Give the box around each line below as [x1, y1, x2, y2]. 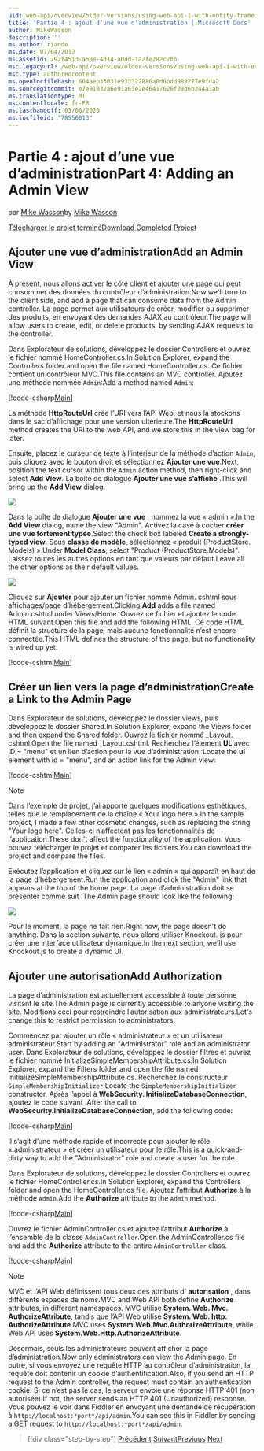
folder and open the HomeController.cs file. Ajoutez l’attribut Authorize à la [8, 1186, 251, 1195]
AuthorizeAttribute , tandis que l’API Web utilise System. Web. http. [8, 1312, 228, 1321]
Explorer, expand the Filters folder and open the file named [8, 1064, 199, 1074]
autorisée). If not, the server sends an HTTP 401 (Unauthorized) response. [8, 1394, 247, 1404]
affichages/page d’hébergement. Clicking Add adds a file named [8, 600, 216, 610]
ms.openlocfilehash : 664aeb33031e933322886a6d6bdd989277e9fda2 [8, 77, 220, 85]
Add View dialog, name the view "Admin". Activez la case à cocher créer [8, 520, 244, 530]
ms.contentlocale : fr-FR [8, 99, 90, 107]
